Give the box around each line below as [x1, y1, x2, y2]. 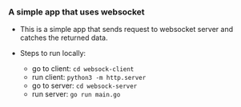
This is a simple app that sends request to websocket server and [19, 25, 234, 34]
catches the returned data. [19, 33, 108, 42]
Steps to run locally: [19, 49, 86, 58]
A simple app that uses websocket [8, 6, 146, 18]
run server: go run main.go [31, 89, 121, 99]
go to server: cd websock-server [31, 81, 138, 90]
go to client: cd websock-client [31, 64, 135, 73]
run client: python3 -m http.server [31, 73, 147, 82]
